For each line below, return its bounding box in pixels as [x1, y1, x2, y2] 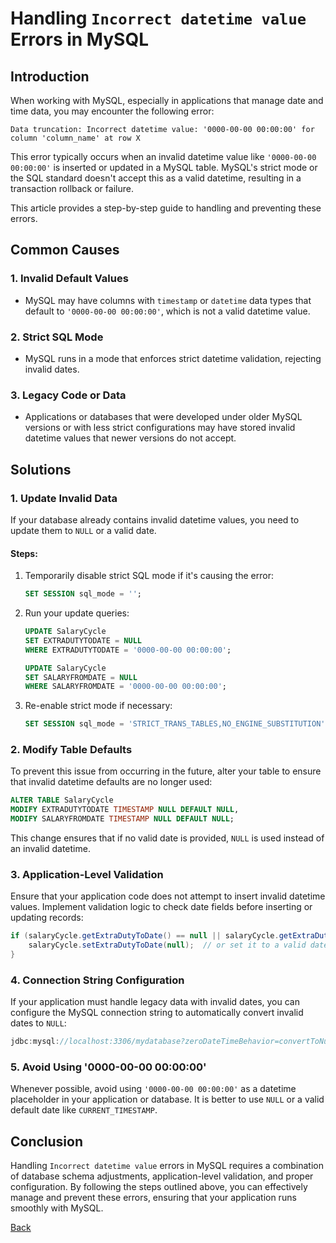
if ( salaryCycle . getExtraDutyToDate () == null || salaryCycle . [10, 931, 280, 941]
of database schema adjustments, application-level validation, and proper [10, 1170, 314, 1182]
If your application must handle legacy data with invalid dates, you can [10, 996, 300, 1008]
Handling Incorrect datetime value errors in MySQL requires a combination [10, 1160, 324, 1172]
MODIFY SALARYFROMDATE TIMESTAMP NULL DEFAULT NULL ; [10, 814, 235, 824]
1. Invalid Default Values [10, 272, 129, 286]
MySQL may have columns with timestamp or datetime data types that [24, 294, 312, 306]
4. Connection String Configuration [10, 973, 185, 987]
